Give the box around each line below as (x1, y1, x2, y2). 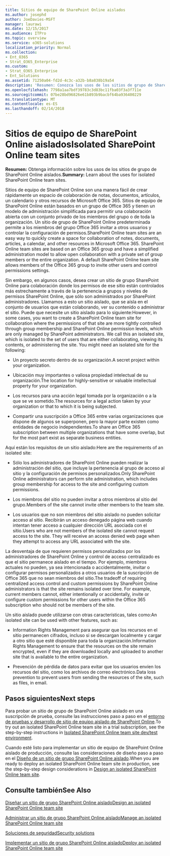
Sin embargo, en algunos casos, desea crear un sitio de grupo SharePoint (5, 277, 159, 283)
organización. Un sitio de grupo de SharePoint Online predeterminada (5, 219, 150, 225)
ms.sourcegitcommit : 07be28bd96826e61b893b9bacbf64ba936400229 (5, 92, 142, 97)
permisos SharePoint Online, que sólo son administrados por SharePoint (5, 293, 156, 299)
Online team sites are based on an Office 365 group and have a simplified (5, 246, 159, 252)
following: (5, 347, 26, 353)
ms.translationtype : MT (5, 97, 56, 102)
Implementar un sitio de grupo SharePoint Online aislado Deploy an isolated (5, 839, 161, 845)
